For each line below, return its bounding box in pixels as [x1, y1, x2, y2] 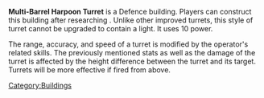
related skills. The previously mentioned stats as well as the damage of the [8, 48, 256, 57]
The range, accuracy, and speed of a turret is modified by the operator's [8, 39, 249, 49]
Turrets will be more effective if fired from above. [8, 65, 171, 75]
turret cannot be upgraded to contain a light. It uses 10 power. [8, 24, 213, 33]
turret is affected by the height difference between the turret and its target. [8, 56, 256, 66]
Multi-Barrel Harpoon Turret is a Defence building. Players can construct [8, 7, 252, 16]
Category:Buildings [8, 80, 72, 90]
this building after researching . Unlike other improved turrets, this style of [8, 15, 254, 25]
